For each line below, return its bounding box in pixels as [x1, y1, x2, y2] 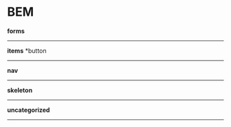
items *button [7, 46, 47, 55]
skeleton [7, 86, 33, 94]
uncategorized [7, 106, 50, 114]
